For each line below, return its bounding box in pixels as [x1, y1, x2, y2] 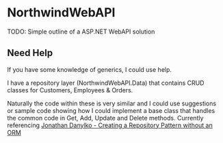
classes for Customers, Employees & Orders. [7, 86, 133, 94]
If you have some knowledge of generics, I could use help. [7, 65, 172, 73]
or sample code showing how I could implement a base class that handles [7, 106, 215, 114]
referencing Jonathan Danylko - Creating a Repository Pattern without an [7, 121, 213, 129]
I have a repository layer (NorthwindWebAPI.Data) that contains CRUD [7, 79, 205, 87]
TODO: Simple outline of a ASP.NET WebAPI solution [7, 27, 155, 36]
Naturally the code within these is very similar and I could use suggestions [7, 99, 217, 107]
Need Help [7, 47, 53, 59]
